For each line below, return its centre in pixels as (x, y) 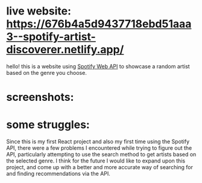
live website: (39, 11)
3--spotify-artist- (51, 37)
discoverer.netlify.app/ (65, 50)
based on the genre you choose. (47, 72)
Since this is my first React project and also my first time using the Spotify (98, 142)
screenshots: (40, 97)
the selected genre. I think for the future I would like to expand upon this (96, 161)
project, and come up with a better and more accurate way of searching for (100, 167)
